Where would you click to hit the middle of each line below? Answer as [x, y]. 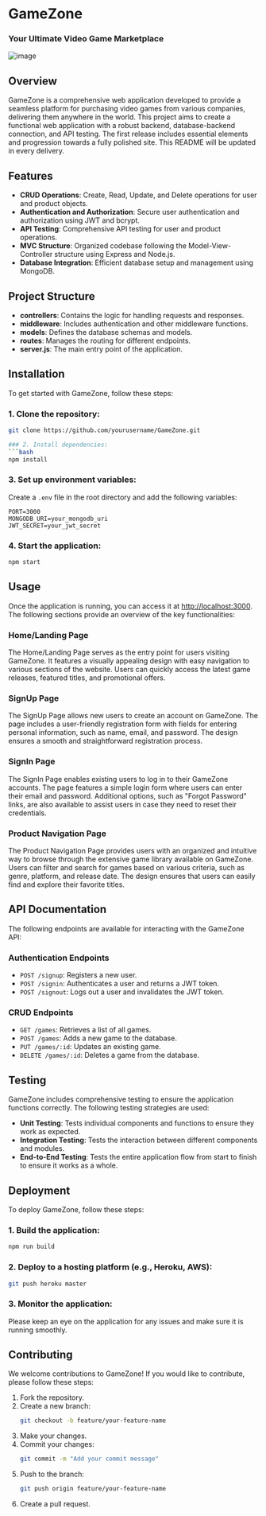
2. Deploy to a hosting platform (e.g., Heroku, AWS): [110, 1267]
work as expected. [50, 1132]
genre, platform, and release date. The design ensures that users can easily [132, 876]
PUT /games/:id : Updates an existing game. [90, 1047]
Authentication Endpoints [59, 958]
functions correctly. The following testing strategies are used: [109, 1108]
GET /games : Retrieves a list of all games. [85, 1030]
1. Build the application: [54, 1230]
